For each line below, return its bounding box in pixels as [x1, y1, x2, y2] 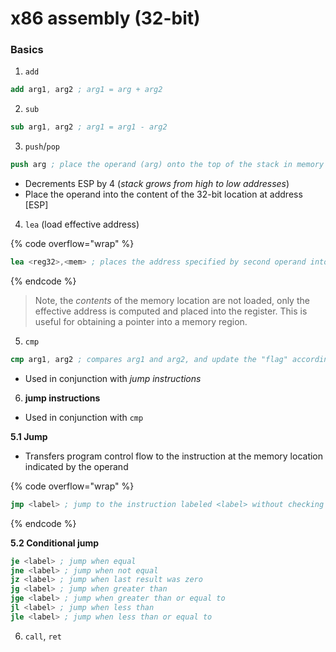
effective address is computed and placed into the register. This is [34, 305, 308, 317]
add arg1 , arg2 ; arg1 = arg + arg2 [10, 85, 163, 95]
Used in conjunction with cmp [24, 411, 144, 423]
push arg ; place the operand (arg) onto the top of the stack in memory [10, 160, 325, 170]
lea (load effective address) [24, 218, 140, 231]
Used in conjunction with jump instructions [24, 372, 202, 384]
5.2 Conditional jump [10, 537, 100, 549]
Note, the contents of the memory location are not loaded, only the [34, 294, 310, 306]
